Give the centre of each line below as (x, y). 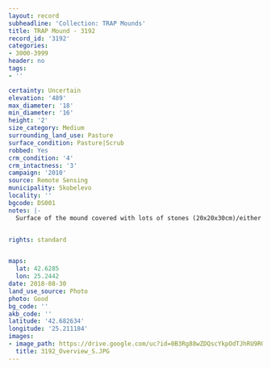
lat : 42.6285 (38, 269)
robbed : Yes (28, 150)
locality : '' (30, 195)
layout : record (34, 16)
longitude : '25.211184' (48, 329)
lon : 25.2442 (38, 276)
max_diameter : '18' (41, 106)
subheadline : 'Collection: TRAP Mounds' (77, 23)
